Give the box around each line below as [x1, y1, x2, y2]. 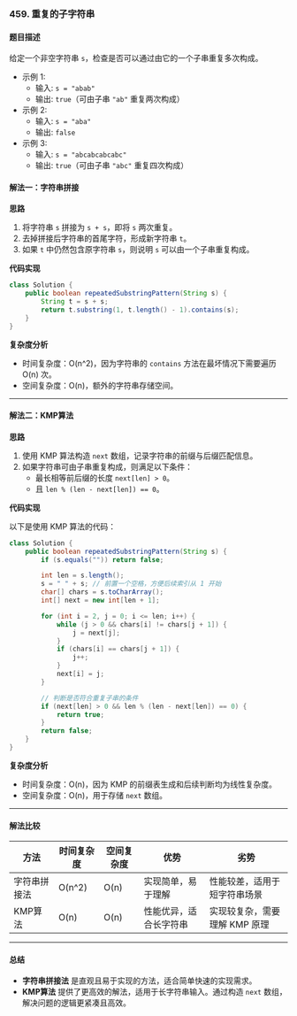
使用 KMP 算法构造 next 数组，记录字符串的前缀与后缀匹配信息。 [21, 450, 258, 461]
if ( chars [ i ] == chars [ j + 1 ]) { [56, 644, 180, 654]
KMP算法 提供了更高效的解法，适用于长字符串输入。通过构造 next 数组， [21, 987, 287, 997]
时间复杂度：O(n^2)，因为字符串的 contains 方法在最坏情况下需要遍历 [21, 358, 277, 368]
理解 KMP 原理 [209, 919, 270, 931]
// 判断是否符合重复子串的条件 [41, 693, 139, 703]
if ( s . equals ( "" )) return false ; [41, 555, 164, 564]
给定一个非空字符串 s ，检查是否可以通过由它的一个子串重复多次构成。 [9, 53, 263, 64]
